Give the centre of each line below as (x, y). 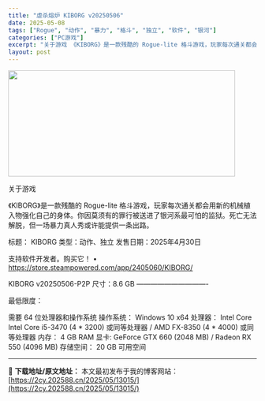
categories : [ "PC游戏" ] (46, 37)
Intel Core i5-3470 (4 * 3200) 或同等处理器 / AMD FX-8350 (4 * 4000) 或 (127, 327)
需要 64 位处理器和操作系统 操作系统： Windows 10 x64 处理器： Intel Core (130, 317)
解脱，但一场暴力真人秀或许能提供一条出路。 (81, 225)
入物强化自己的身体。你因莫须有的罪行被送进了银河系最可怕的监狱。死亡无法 (132, 215)
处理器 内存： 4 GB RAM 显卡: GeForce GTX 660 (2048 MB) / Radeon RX (133, 337)
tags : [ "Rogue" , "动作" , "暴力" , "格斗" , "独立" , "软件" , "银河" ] (112, 30)
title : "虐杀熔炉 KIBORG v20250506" (66, 15)
